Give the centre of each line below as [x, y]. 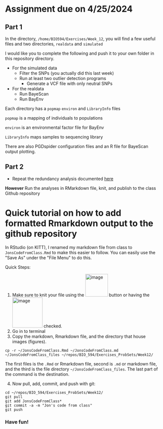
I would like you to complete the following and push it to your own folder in [80, 53]
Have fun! [17, 422]
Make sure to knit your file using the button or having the [81, 295]
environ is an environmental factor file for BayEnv [54, 127]
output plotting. [20, 152]
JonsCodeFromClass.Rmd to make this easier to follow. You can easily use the [80, 252]
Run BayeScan [34, 94]
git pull [14, 397]
